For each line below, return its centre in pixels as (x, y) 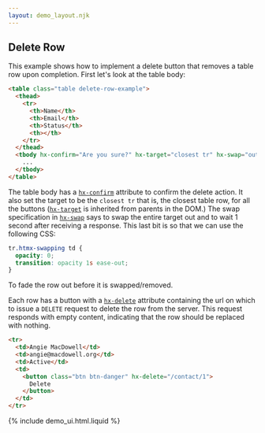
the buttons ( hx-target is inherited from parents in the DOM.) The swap (124, 209)
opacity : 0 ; (35, 255)
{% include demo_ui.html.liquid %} (64, 421)
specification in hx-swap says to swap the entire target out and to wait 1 (123, 216)
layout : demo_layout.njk (49, 15)
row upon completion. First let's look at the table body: (97, 75)
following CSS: (32, 234)
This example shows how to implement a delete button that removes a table (131, 66)
